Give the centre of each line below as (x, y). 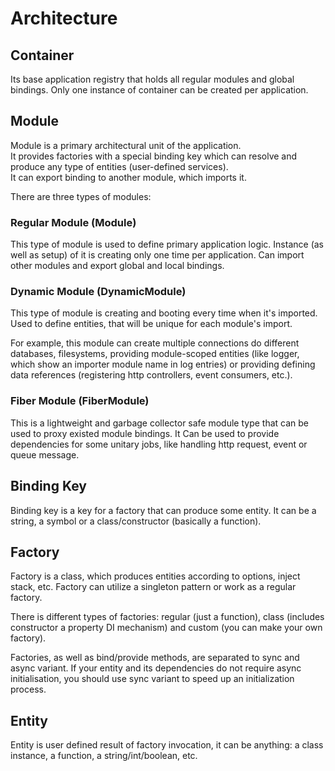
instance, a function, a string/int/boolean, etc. (104, 756)
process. (28, 689)
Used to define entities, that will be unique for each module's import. (151, 324)
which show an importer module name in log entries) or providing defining (163, 364)
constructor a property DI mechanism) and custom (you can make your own (166, 628)
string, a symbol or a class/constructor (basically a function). (136, 521)
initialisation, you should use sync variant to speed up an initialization (152, 679)
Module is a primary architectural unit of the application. (126, 145)
